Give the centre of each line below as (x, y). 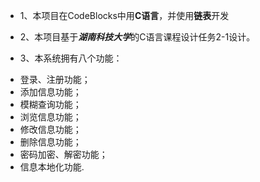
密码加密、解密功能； (63, 154)
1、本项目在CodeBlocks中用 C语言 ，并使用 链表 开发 (124, 15)
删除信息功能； (50, 142)
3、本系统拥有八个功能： (71, 58)
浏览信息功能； (50, 117)
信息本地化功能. (52, 167)
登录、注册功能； (55, 79)
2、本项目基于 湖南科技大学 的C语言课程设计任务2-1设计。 (137, 37)
